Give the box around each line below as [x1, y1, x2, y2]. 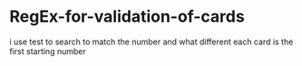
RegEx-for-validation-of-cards [9, 6, 245, 27]
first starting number [9, 45, 86, 56]
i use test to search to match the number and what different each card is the [9, 36, 294, 47]
